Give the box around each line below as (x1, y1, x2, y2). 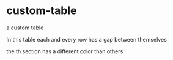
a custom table (6, 24, 44, 31)
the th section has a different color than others (6, 47, 123, 55)
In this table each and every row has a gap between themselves (6, 36, 167, 43)
